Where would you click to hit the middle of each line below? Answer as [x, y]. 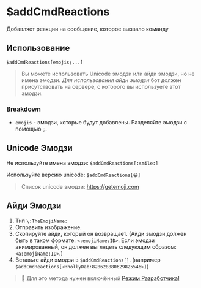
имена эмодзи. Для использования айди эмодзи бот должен [101, 80]
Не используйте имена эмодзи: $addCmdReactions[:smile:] [82, 163]
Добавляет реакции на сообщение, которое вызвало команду [88, 29]
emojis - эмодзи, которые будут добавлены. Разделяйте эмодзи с [101, 123]
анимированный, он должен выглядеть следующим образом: [96, 246]
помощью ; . [31, 129]
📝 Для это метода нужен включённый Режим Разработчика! [100, 278]
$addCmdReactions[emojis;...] [45, 62]
